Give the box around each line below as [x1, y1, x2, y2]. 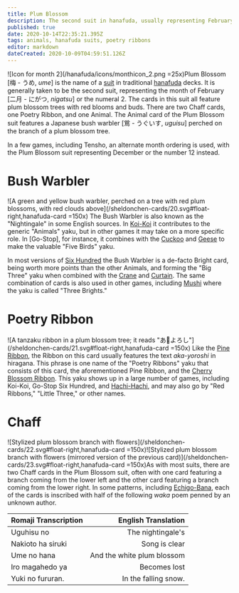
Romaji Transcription [11, 515, 83, 525]
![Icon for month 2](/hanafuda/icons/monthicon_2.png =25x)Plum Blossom [7, 69, 226, 78]
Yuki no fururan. [11, 573, 65, 583]
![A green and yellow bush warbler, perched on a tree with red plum [7, 197, 206, 205]
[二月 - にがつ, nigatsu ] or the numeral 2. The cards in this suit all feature [7, 94, 221, 103]
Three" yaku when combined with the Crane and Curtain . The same [7, 271, 206, 279]
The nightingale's [127, 527, 185, 537]
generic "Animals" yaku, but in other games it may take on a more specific [7, 227, 225, 235]
